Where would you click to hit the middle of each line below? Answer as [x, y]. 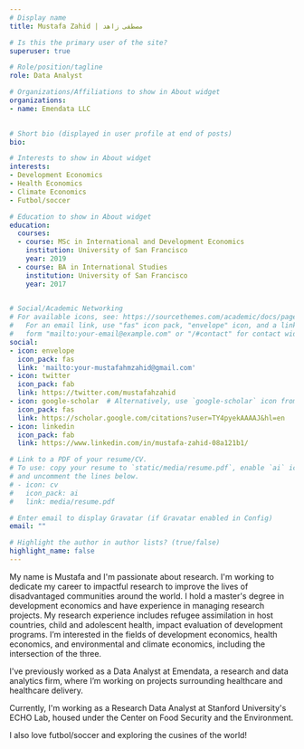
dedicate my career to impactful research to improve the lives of [129, 586]
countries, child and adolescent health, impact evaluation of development [146, 624]
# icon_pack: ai [44, 493]
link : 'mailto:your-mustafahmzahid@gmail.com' [107, 367]
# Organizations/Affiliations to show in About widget [115, 92]
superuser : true [40, 51]
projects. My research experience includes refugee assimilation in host [142, 615]
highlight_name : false [52, 551]
